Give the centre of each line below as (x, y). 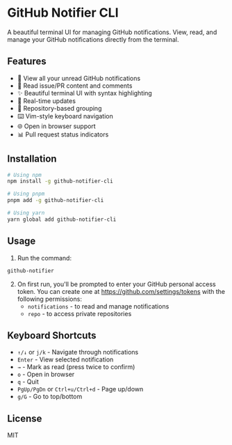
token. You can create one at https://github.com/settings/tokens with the (121, 291)
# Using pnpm (26, 194)
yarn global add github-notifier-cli (62, 219)
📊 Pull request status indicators (63, 134)
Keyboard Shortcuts (52, 335)
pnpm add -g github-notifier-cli (56, 201)
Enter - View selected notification (65, 359)
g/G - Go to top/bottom (50, 397)
